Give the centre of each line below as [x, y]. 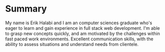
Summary [26, 9]
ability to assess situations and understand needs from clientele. [72, 44]
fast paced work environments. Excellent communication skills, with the [79, 39]
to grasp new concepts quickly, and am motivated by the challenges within [82, 33]
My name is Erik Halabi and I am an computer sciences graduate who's [79, 23]
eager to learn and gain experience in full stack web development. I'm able [82, 28]
